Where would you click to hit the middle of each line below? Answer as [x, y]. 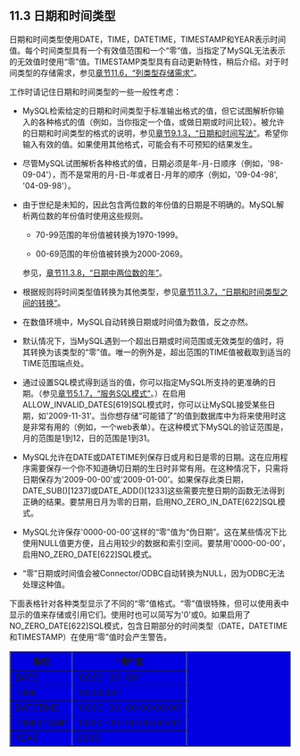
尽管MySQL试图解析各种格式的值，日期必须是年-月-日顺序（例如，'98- [153, 163]
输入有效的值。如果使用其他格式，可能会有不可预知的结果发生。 [139, 144]
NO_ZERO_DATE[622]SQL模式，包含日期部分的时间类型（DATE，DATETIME [149, 626]
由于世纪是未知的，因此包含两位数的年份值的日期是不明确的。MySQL [149, 205]
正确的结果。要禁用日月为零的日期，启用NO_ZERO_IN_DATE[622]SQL [150, 501]
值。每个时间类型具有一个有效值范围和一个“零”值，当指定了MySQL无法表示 [147, 50]
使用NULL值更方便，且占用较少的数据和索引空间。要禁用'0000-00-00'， [156, 542]
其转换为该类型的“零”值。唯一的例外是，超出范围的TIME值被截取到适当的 [156, 352]
